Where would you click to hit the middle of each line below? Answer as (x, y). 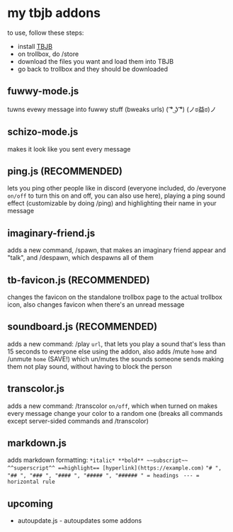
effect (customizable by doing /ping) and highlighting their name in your (112, 203)
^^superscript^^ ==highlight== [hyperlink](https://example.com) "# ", (114, 468)
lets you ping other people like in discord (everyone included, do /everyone (117, 188)
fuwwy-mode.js (43, 91)
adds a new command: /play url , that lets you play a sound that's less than (116, 344)
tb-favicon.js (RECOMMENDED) (79, 280)
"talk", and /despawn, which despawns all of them (80, 258)
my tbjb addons (54, 13)
